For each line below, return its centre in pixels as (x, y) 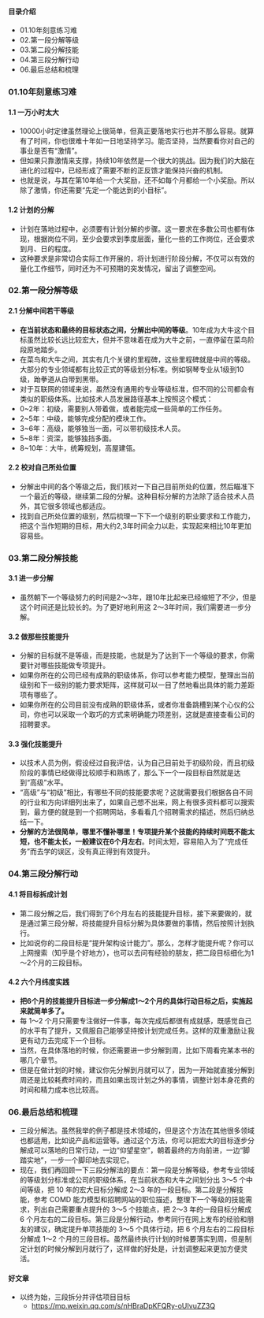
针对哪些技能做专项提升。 (68, 666)
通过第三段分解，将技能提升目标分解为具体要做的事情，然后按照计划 (137, 923)
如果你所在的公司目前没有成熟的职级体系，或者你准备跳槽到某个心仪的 (134, 705)
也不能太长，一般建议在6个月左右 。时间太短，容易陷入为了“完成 (138, 841)
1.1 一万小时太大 (33, 112)
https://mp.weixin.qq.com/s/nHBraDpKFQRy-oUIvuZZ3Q (123, 1306)
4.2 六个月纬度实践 (39, 982)
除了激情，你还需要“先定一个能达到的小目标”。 (95, 190)
